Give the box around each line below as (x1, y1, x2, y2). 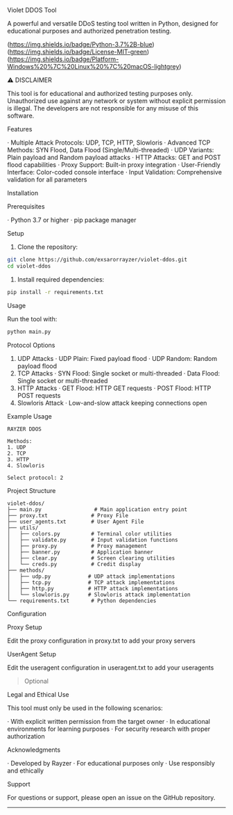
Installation (7, 189, 39, 197)
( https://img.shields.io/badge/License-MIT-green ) (7, 48, 150, 56)
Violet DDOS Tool (7, 6, 57, 14)
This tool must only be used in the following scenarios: (7, 704, 163, 712)
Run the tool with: (7, 314, 58, 323)
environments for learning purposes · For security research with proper (7, 725, 210, 733)
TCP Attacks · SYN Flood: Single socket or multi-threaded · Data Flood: (17, 369, 221, 378)
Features (7, 125, 33, 133)
